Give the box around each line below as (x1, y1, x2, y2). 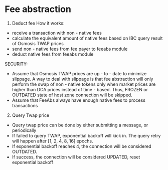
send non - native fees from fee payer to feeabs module (12, 46, 128, 52)
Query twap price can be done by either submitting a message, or (12, 122, 148, 128)
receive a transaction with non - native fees (12, 30, 102, 36)
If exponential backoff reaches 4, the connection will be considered (12, 143, 151, 149)
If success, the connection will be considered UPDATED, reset (12, 154, 140, 160)
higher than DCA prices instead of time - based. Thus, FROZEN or (12, 86, 148, 92)
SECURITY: (5, 61, 28, 67)
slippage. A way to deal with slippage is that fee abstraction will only (12, 76, 153, 82)
